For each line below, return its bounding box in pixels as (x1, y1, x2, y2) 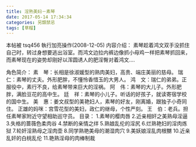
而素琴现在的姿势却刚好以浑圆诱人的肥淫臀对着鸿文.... (6, 56, 136, 63)
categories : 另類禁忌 (6, 19, 56, 25)
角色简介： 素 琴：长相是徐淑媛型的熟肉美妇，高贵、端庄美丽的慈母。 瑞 (6, 69, 183, 76)
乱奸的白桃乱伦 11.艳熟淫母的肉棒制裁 (6, 135, 95, 142)
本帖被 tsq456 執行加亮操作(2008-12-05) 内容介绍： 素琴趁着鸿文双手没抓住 (6, 42, 190, 49)
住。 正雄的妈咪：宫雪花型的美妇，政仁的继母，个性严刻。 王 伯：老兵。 (6, 105, 183, 112)
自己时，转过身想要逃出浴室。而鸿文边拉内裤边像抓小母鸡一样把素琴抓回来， (6, 49, 191, 56)
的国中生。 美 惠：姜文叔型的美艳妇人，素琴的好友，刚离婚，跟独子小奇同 (6, 98, 187, 105)
